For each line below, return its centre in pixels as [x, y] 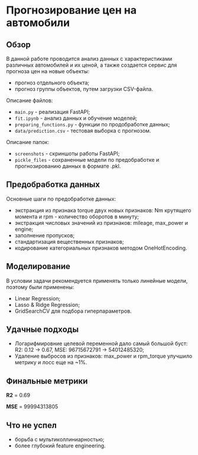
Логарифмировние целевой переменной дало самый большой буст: [101, 343]
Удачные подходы [42, 330]
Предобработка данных [53, 184]
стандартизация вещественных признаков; [69, 241]
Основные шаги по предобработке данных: [61, 199]
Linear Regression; [38, 298]
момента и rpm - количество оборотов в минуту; [77, 217]
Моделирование [38, 266]
